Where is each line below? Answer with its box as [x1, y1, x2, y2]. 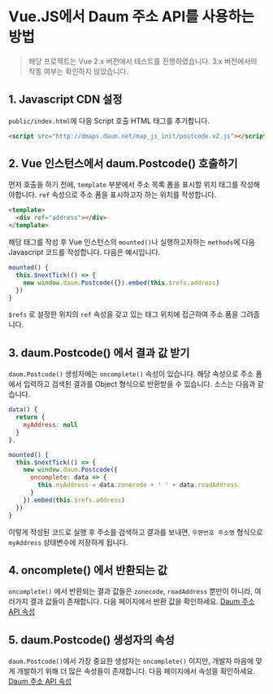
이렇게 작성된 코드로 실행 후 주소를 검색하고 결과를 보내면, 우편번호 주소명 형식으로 [8, 527, 263, 537]
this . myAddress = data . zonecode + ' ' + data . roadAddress [37, 481, 238, 490]
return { [15, 413, 45, 422]
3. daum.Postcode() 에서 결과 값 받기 [8, 345, 190, 359]
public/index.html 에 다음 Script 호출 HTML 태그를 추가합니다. [8, 116, 210, 125]
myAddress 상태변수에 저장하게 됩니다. [8, 537, 128, 547]
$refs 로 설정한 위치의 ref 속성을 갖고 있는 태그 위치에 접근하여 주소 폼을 [8, 310, 239, 319]
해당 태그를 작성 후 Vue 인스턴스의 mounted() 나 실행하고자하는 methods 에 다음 [8, 237, 256, 247]
